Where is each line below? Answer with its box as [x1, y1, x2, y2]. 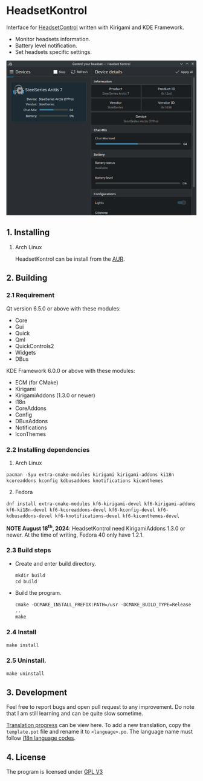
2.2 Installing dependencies [6, 445, 90, 454]
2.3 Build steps [6, 546, 51, 555]
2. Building [6, 273, 48, 283]
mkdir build [14, 572, 45, 578]
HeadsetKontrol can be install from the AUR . [14, 255, 125, 263]
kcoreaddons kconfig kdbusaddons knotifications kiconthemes [6, 477, 164, 484]
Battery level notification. [14, 42, 77, 49]
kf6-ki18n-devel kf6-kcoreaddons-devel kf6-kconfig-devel [6, 507, 155, 513]
